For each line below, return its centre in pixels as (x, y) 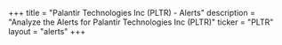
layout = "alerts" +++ (47, 31)
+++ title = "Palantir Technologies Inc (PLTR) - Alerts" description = (132, 13)
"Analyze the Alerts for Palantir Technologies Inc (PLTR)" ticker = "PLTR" (141, 22)
